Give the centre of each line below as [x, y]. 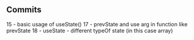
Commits [24, 10]
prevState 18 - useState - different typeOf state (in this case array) [90, 30]
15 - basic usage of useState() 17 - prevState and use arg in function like [97, 24]
